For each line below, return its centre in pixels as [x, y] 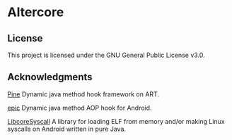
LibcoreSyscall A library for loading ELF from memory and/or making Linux [116, 121]
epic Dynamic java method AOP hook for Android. [80, 108]
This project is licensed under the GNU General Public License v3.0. [106, 55]
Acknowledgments [50, 77]
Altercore [36, 12]
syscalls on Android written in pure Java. [66, 129]
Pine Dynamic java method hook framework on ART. [83, 94]
